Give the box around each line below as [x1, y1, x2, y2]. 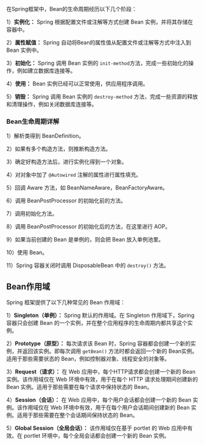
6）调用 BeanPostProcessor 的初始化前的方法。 [6, 197, 127, 204]
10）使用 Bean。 [6, 249, 48, 256]
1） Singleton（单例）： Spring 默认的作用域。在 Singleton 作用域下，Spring [6, 311, 195, 319]
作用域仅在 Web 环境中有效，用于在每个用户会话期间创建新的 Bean [22, 404, 190, 411]
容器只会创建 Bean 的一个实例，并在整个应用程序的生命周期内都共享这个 [6, 319, 188, 327]
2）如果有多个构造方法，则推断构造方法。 [6, 145, 111, 152]
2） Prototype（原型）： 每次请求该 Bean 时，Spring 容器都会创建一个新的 [6, 340, 191, 347]
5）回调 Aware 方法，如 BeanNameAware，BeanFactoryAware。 [6, 184, 169, 191]
